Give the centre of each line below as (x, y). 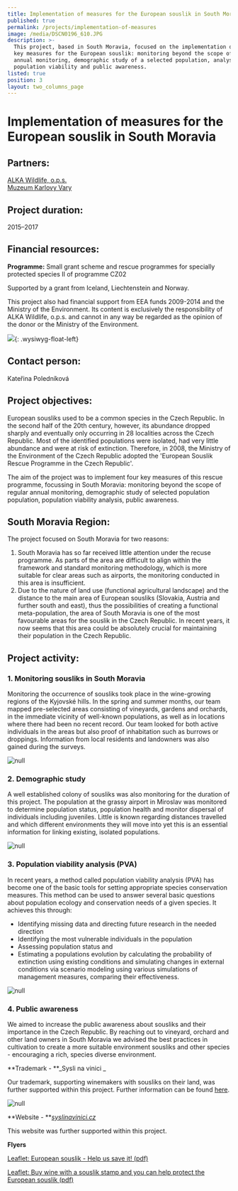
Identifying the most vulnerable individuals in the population (105, 939)
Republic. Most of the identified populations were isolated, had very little (113, 441)
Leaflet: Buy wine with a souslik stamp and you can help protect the (106, 1172)
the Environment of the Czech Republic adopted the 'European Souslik (110, 456)
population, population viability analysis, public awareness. (93, 500)
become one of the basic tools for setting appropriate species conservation (118, 887)
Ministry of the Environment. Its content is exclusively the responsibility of (115, 309)
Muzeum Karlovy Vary (40, 188)
